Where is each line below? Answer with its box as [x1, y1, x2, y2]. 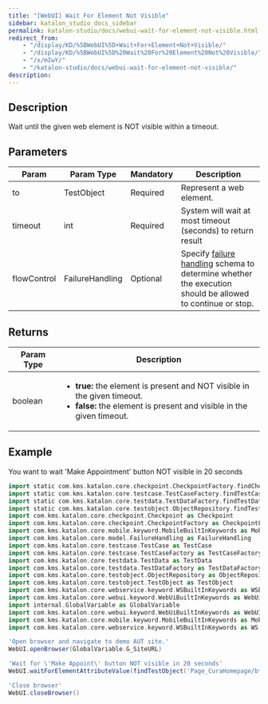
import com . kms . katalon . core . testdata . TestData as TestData [8, 556, 213, 564]
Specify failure [180, 249, 235, 260]
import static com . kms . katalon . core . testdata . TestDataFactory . [8, 497, 223, 505]
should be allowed [180, 288, 250, 300]
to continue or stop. [180, 298, 254, 309]
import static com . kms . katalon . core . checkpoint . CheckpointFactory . [8, 482, 238, 490]
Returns [8, 325, 49, 339]
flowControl [12, 273, 57, 284]
